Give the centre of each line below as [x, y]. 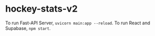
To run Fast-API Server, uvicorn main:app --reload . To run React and [78, 23]
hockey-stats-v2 [41, 9]
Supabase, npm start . [28, 28]
